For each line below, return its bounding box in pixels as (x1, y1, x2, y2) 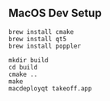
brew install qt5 (8, 35, 67, 43)
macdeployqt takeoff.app (8, 84, 92, 92)
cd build (8, 63, 38, 71)
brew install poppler (8, 42, 82, 50)
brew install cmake (8, 27, 74, 36)
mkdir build (8, 56, 49, 64)
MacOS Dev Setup (8, 6, 103, 20)
